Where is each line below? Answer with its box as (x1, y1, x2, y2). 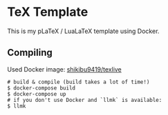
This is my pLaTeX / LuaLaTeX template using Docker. (7, 27, 160, 35)
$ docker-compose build (7, 84, 76, 92)
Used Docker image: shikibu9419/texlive (7, 65, 122, 73)
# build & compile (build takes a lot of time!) (7, 79, 150, 85)
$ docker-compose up (7, 90, 67, 97)
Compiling (7, 47, 53, 59)
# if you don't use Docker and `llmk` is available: (7, 96, 162, 103)
